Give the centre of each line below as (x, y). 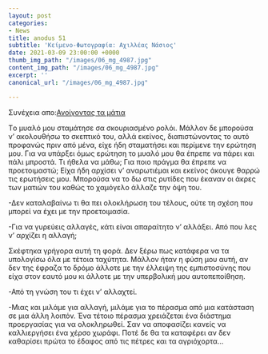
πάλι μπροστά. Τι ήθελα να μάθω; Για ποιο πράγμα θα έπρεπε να (117, 161)
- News (19, 30)
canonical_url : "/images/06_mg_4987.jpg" (78, 82)
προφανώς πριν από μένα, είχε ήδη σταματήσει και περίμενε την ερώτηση (132, 145)
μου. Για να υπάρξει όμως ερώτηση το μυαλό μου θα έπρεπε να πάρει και (131, 153)
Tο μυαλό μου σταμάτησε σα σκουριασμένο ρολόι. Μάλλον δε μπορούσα (131, 128)
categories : (28, 23)
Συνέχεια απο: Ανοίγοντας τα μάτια (67, 112)
